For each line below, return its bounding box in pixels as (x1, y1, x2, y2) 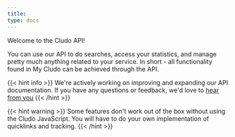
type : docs (7, 17, 39, 24)
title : (7, 10, 27, 18)
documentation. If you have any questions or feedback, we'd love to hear (7, 86, 220, 94)
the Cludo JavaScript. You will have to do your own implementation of (7, 114, 210, 123)
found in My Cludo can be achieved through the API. (7, 65, 160, 73)
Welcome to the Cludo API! (7, 36, 86, 44)
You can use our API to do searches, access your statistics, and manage (7, 50, 217, 58)
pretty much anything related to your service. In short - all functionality (7, 57, 212, 65)
